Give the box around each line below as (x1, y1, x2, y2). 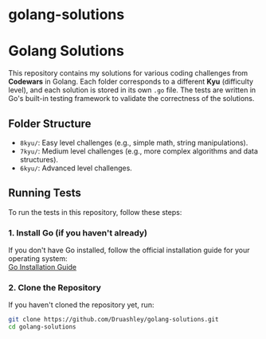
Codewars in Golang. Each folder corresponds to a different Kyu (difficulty (8, 77, 253, 87)
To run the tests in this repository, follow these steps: (8, 207, 182, 216)
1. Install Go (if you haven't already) (8, 227, 147, 238)
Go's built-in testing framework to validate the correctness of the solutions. (8, 94, 255, 103)
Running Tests (8, 186, 81, 200)
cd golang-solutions (8, 323, 77, 331)
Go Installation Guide (8, 263, 77, 272)
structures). (19, 154, 58, 164)
